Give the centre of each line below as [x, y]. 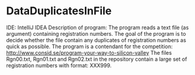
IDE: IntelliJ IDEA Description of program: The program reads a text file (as [97, 27]
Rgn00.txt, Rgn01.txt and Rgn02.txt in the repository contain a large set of [97, 59]
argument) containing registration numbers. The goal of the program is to [96, 33]
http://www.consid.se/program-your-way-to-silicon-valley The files [89, 52]
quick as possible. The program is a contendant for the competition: [89, 46]
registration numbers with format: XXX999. [59, 65]
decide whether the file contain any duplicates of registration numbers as [96, 40]
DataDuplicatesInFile [59, 11]
